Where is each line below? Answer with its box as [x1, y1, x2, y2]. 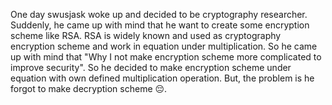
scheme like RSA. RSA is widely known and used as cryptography [10, 30, 282, 41]
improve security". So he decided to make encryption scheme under [10, 62, 292, 73]
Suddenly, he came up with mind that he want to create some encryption [10, 19, 310, 31]
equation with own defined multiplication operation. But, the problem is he [10, 72, 315, 84]
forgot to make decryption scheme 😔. [10, 83, 168, 94]
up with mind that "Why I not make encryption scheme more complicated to [10, 51, 322, 63]
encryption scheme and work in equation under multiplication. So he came [10, 40, 318, 52]
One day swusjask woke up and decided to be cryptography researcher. [10, 9, 308, 20]
